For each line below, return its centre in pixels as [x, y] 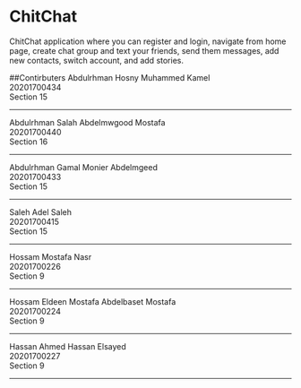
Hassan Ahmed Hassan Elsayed [68, 346]
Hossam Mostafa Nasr [51, 256]
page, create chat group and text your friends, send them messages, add [144, 50]
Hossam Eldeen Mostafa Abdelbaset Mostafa [93, 301]
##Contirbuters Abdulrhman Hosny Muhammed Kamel [110, 77]
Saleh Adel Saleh [41, 211]
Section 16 [29, 142]
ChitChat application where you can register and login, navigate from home [148, 41]
